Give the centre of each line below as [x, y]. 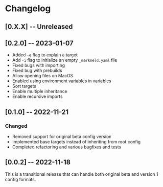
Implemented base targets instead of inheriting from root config [76, 142]
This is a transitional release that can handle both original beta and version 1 [81, 174]
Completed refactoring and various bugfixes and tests [67, 147]
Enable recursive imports [37, 96]
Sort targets [24, 86]
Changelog [28, 9]
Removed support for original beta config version [62, 137]
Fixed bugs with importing [38, 65]
